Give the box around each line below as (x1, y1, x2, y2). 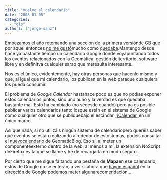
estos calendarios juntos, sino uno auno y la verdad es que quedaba (5, 96, 146, 103)
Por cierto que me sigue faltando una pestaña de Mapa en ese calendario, (5, 158, 157, 164)
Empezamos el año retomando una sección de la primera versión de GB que (5, 40, 161, 46)
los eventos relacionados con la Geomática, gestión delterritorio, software (5, 56, 157, 62)
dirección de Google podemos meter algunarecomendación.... (5, 169, 133, 175)
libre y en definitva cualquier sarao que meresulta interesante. (5, 61, 133, 67)
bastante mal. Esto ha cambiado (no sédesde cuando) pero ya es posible (5, 102, 155, 108)
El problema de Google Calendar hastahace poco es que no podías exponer (5, 91, 161, 97)
